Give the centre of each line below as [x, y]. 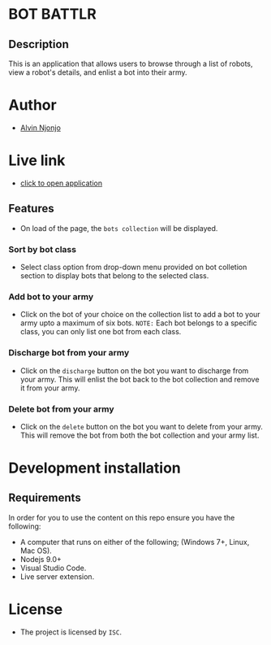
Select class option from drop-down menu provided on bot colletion [133, 267]
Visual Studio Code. [53, 568]
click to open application [61, 183]
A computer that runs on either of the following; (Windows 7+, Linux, [135, 542]
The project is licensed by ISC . [71, 632]
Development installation [95, 468]
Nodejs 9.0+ [41, 559]
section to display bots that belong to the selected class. [114, 275]
